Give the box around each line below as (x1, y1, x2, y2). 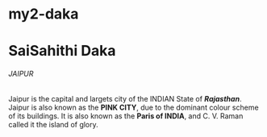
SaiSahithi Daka (8, 42, 116, 60)
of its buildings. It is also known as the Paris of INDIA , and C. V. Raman (8, 110, 244, 121)
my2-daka (8, 5, 79, 23)
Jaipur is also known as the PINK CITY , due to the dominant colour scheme (8, 102, 260, 112)
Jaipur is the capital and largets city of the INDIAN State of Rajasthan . (8, 93, 242, 103)
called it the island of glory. (8, 119, 98, 129)
